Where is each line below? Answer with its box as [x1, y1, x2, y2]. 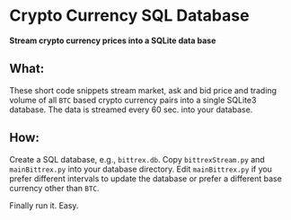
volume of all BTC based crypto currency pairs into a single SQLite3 [9, 94, 257, 105]
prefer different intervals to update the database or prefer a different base [9, 172, 283, 184]
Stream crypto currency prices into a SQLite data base [9, 35, 216, 46]
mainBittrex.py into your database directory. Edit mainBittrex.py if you [9, 163, 272, 174]
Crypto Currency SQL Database [9, 5, 250, 26]
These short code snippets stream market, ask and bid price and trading [9, 84, 277, 95]
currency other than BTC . [9, 182, 100, 193]
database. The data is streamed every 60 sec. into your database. [9, 104, 253, 115]
